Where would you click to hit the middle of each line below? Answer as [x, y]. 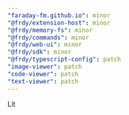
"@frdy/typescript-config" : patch [64, 60]
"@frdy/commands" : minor [48, 37]
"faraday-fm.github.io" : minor [59, 15]
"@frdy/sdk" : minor [40, 52]
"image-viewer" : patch [45, 67]
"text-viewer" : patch [43, 81]
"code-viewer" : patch [43, 74]
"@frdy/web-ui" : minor [45, 45]
